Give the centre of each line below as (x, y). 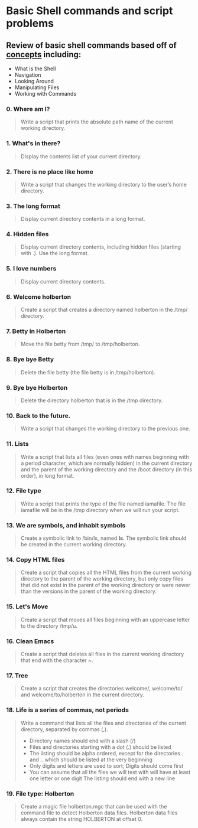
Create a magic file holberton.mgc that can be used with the (94, 806)
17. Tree (17, 676)
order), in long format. (47, 475)
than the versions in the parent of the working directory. (88, 591)
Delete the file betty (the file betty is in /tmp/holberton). (88, 372)
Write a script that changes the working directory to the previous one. (105, 429)
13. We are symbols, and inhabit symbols (66, 525)
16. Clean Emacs (30, 641)
